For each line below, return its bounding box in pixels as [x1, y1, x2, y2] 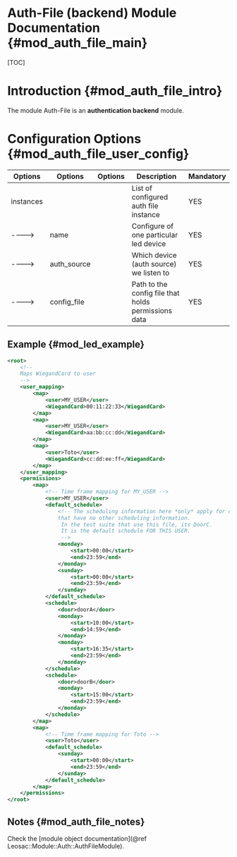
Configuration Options [7, 131, 142, 147]
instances [11, 196, 44, 206]
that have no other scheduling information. [57, 514, 191, 522]
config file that [131, 288, 180, 297]
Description [136, 171, 177, 181]
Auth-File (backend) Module [7, 5, 177, 21]
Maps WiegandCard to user [20, 370, 97, 378]
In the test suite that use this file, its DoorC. [61, 521, 213, 528]
